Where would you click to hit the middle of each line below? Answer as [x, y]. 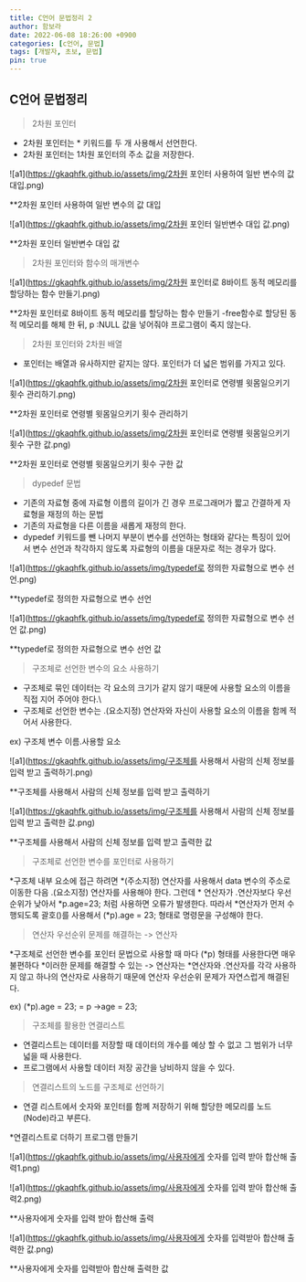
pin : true [28, 60]
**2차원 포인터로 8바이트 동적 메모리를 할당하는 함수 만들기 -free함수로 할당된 [148, 313]
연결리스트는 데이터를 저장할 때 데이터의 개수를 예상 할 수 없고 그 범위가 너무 [158, 1044]
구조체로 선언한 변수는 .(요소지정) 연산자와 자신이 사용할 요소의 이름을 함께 [155, 710]
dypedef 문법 [56, 483]
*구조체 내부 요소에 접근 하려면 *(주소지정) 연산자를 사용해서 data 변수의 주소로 [150, 880]
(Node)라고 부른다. [57, 1118]
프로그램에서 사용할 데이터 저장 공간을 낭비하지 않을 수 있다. [129, 1067]
